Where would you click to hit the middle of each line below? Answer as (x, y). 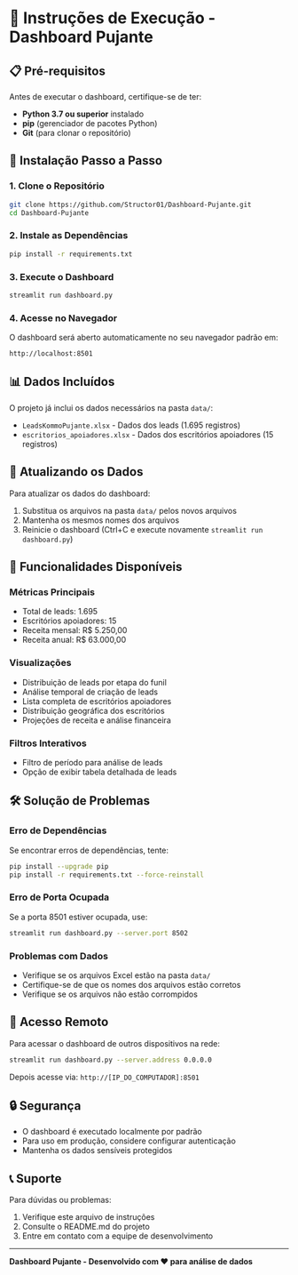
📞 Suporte (35, 1179)
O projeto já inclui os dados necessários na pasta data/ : (111, 407)
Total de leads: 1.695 (60, 612)
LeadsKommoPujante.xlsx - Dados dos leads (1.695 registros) (131, 425)
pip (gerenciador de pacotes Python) (90, 123)
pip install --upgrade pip (59, 866)
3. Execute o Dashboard (62, 277)
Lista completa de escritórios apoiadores (97, 701)
